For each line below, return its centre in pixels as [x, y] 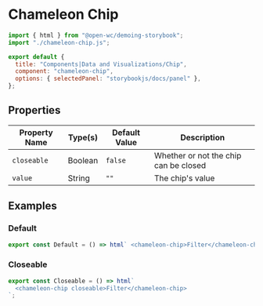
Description [203, 137]
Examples [32, 206]
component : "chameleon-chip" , [64, 71]
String [79, 178]
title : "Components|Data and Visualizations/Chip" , [101, 64]
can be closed [180, 165]
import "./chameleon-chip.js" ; [59, 42]
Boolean [83, 160]
